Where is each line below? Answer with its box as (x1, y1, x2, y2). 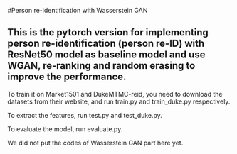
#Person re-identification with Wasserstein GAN (7, 6, 148, 14)
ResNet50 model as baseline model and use (7, 49, 206, 61)
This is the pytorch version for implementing (7, 26, 209, 38)
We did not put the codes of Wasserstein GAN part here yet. (7, 138, 184, 147)
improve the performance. (7, 71, 127, 83)
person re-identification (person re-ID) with (7, 38, 205, 50)
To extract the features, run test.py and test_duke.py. (7, 111, 162, 119)
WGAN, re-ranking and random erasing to (7, 60, 196, 72)
